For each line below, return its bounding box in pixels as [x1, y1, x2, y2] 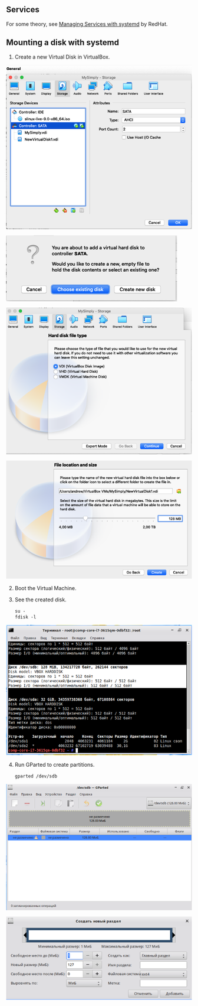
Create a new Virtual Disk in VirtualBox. [14, 53, 110, 60]
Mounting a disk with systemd [6, 38, 120, 48]
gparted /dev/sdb [14, 773, 58, 779]
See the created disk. [14, 596, 67, 603]
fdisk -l [14, 614, 37, 620]
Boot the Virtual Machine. [14, 584, 77, 591]
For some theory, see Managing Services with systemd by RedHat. [6, 20, 168, 27]
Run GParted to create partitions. [14, 761, 95, 768]
